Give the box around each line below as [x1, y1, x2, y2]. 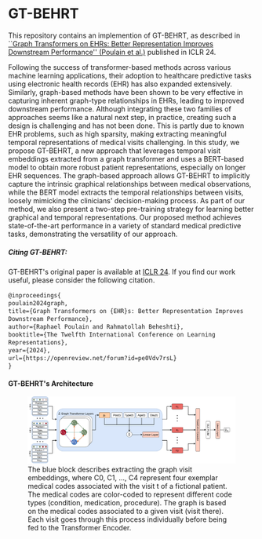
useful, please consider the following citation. [8, 275, 155, 285]
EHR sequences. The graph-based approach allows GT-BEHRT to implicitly [8, 170, 250, 180]
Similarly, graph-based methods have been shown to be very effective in [8, 87, 243, 97]
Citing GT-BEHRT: [8, 247, 68, 257]
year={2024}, [8, 346, 51, 354]
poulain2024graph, [8, 299, 68, 307]
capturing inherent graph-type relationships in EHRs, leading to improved [8, 96, 245, 105]
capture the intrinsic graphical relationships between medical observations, [8, 179, 252, 188]
